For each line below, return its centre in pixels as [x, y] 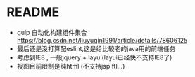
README [33, 12]
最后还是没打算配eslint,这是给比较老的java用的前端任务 [96, 48]
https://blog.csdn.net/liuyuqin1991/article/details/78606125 [102, 40]
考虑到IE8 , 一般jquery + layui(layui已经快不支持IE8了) [94, 57]
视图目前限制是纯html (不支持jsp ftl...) [71, 66]
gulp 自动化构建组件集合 [52, 32]
